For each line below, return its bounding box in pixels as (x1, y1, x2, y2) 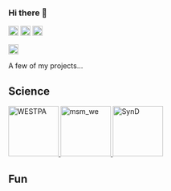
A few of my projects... (8, 61, 83, 71)
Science (8, 84, 51, 98)
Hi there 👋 (8, 7, 48, 18)
